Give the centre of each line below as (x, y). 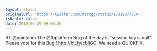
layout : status (21, 10)
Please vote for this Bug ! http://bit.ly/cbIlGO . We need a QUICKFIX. (75, 43)
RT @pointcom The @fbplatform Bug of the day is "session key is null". (79, 38)
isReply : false (21, 19)
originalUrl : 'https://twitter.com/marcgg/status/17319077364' (73, 14)
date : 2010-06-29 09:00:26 (33, 24)
